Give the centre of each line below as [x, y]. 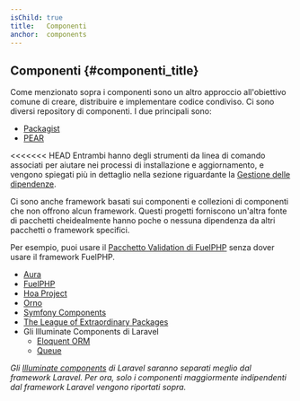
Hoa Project [45, 293]
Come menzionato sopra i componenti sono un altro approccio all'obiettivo [148, 92]
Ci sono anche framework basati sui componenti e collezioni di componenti [150, 202]
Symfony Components [65, 313]
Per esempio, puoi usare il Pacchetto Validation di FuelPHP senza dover [142, 248]
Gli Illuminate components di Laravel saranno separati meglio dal [131, 368]
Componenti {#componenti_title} [105, 70]
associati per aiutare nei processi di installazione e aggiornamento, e [137, 165]
